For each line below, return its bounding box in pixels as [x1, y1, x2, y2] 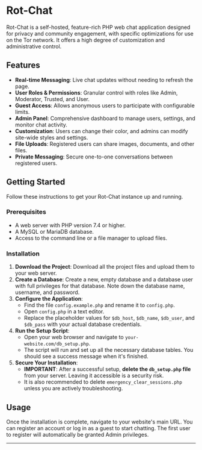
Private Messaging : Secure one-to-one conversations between [14, 153, 173, 160]
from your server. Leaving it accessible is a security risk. [23, 372, 164, 380]
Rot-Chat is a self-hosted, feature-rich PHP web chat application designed [6, 23, 191, 31]
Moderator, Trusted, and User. [14, 95, 90, 102]
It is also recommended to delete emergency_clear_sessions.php [23, 378, 182, 386]
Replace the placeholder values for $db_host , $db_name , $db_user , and [23, 314, 195, 322]
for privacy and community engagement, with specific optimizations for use [6, 30, 194, 37]
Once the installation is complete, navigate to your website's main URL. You [6, 418, 194, 425]
